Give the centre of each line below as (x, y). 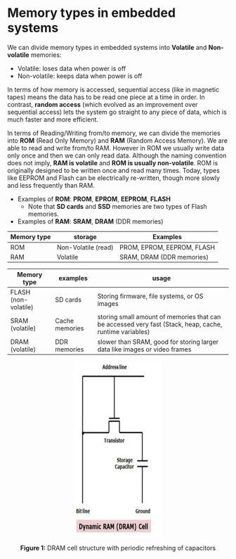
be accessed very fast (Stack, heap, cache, (160, 324)
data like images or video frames (144, 349)
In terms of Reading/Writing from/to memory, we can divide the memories (114, 133)
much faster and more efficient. (53, 119)
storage (85, 237)
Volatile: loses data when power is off (72, 68)
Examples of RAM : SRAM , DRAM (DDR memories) (90, 221)
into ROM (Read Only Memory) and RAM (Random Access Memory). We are (118, 140)
